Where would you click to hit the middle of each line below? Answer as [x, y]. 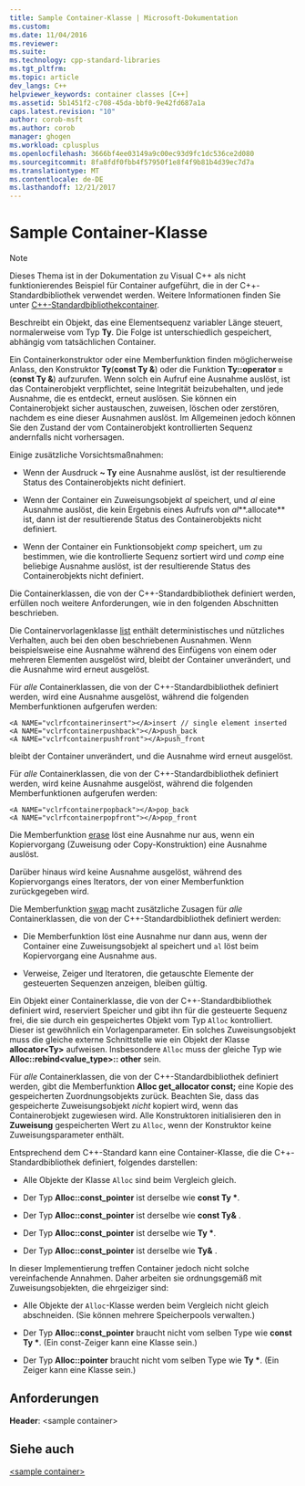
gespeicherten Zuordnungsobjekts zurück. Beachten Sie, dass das [134, 1096]
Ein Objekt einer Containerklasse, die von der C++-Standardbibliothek [141, 1001]
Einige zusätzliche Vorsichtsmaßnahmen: [86, 455]
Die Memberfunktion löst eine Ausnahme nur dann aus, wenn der [145, 937]
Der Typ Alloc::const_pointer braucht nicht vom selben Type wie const [158, 1333]
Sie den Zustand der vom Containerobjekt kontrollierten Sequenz [131, 428]
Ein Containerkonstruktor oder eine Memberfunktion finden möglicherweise [151, 360]
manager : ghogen [40, 137]
